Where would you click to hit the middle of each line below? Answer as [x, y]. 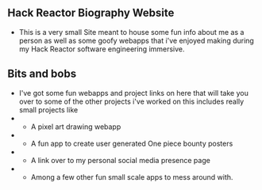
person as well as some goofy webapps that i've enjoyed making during [137, 40]
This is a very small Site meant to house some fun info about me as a [131, 32]
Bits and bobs [42, 74]
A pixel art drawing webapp [76, 127]
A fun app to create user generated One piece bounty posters [132, 143]
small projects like [48, 109]
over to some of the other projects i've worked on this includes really [131, 101]
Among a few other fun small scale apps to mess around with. [132, 177]
